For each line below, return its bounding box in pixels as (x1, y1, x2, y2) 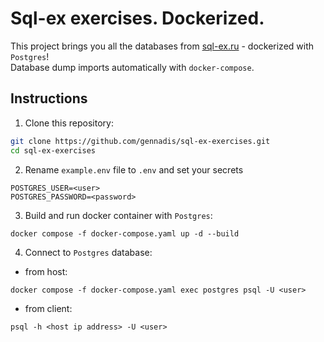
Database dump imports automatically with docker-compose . (10, 61, 255, 73)
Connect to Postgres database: (24, 246, 153, 258)
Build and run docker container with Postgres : (24, 209, 213, 221)
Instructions (10, 90, 88, 107)
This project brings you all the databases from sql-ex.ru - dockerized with (10, 40, 315, 52)
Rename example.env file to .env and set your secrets (24, 163, 244, 176)
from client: (24, 302, 73, 314)
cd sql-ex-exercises (10, 145, 97, 156)
